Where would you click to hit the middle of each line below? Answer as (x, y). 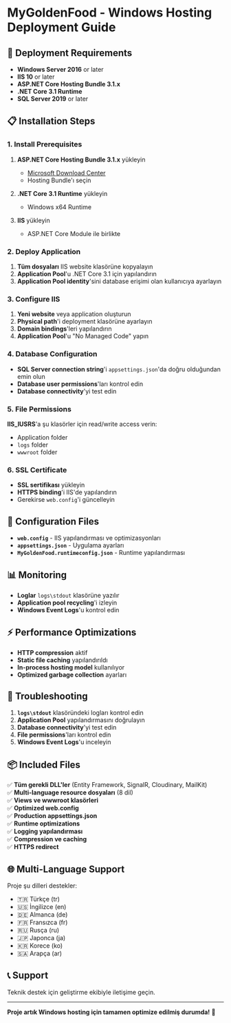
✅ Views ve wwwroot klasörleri (53, 800)
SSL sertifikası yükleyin (51, 485)
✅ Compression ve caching (47, 839)
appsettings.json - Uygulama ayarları (70, 545)
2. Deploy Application (44, 251)
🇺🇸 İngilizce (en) (42, 907)
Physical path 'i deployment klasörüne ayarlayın (85, 322)
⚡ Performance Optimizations (72, 633)
